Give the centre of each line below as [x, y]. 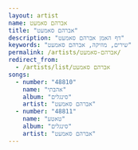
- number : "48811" [46, 112]
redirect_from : [34, 60]
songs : [19, 75]
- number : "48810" [46, 82]
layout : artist [34, 15]
